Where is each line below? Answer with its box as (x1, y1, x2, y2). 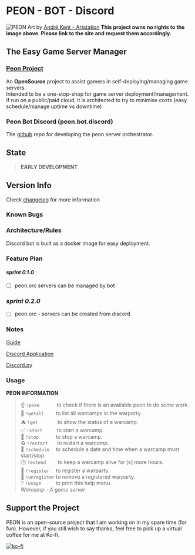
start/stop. (20, 452, 46, 459)
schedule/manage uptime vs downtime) (6, 103, 102, 110)
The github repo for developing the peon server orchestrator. (6, 130, 154, 137)
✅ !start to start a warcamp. (20, 426, 104, 433)
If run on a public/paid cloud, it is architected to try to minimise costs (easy (6, 96, 187, 103)
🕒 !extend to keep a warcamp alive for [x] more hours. (20, 458, 164, 465)
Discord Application (6, 350, 54, 357)
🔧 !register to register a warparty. (20, 467, 110, 474)
